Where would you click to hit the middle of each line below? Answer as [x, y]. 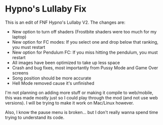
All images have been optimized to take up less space [66, 62]
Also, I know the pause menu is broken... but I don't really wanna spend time [81, 112]
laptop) [19, 37]
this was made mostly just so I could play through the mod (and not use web [81, 97]
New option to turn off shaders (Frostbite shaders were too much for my [84, 31]
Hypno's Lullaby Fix [46, 9]
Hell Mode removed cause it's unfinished [53, 83]
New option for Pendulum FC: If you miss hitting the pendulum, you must [85, 52]
